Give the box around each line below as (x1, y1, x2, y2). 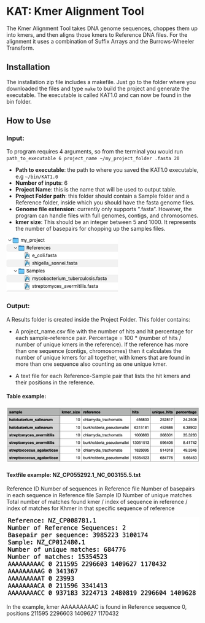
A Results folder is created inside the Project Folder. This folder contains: (6, 315, 191, 323)
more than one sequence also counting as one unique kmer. (15, 360, 168, 368)
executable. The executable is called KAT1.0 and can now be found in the (6, 91, 191, 99)
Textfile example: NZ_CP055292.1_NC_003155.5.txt (6, 471, 141, 478)
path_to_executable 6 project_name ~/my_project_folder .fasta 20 (6, 155, 180, 162)
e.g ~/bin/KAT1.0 (15, 173, 58, 180)
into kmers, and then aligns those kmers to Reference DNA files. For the (6, 31, 188, 38)
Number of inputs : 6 (15, 179, 68, 187)
